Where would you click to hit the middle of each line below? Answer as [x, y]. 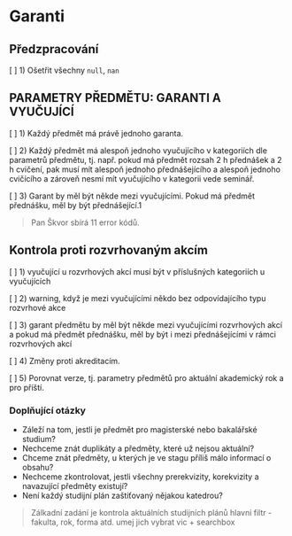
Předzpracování [54, 49]
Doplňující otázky [48, 410]
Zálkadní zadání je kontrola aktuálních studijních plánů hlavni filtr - [151, 512]
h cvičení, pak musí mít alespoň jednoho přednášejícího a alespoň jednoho [145, 169]
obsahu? [38, 467]
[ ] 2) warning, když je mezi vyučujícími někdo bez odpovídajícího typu [138, 298]
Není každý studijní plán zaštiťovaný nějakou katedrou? [122, 495]
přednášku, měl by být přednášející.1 [76, 205]
